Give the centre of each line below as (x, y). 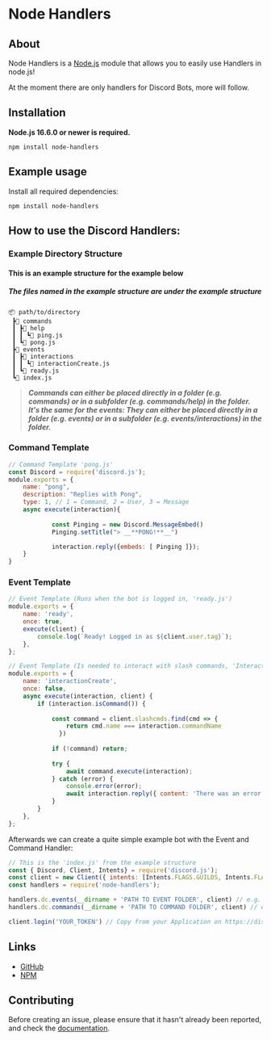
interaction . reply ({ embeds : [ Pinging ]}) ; (125, 547)
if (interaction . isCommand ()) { (92, 703)
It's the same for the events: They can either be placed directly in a (143, 409)
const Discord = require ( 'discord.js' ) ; (77, 472)
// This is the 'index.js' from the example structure (102, 862)
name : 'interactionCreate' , (70, 681)
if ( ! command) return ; (90, 749)
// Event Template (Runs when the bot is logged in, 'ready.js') (120, 599)
